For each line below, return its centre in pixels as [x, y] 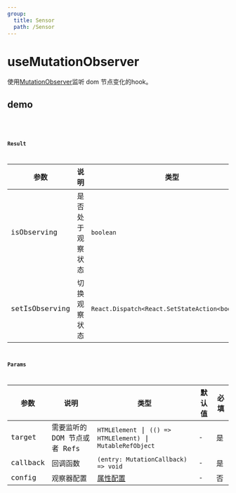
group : [17, 14]
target [24, 438]
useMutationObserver [73, 61]
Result [17, 144]
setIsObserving [40, 309]
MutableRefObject [126, 446]
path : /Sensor [34, 27]
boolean [104, 232]
